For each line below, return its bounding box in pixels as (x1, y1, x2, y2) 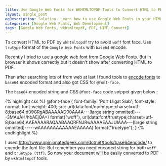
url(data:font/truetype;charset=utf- (82, 114, 153, 120)
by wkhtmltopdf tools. (5, 155, 48, 161)
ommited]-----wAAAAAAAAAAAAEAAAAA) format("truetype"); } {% (5, 124, 144, 131)
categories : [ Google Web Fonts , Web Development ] (5, 21, 110, 26)
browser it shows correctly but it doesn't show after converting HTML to (5, 59, 152, 65)
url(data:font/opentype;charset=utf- (67, 104, 141, 110)
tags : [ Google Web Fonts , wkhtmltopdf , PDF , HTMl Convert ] (5, 26, 129, 31)
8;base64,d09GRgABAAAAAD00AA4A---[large (5, 109, 102, 115)
